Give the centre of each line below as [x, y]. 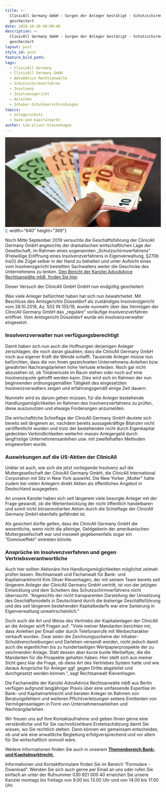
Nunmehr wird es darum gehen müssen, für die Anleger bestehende [75, 398]
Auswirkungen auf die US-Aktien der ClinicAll [61, 457]
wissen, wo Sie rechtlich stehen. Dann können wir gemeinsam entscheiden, [82, 729]
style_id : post [21, 52]
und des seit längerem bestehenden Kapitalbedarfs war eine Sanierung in [80, 606]
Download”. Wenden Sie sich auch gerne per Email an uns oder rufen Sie [79, 770]
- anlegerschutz [26, 115]
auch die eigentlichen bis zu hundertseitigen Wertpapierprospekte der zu [80, 647]
